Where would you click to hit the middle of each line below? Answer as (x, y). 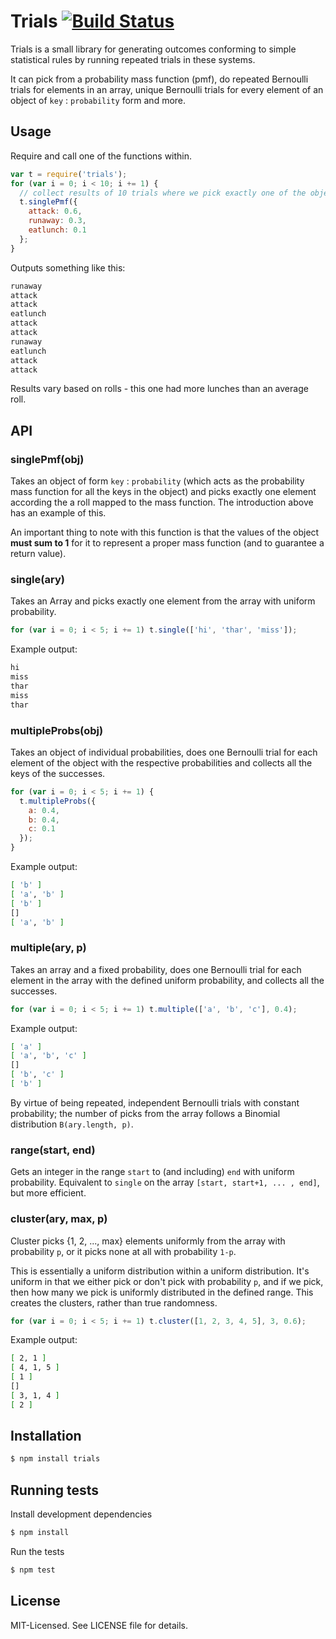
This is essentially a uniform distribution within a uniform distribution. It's (160, 1271)
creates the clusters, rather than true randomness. (114, 1302)
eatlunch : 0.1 (57, 230)
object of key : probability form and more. (98, 100)
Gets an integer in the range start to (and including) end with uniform (152, 1172)
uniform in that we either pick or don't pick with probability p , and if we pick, (167, 1281)
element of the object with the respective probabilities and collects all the (161, 762)
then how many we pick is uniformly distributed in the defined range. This (162, 1292)
